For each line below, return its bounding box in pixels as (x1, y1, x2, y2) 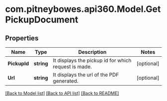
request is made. (53, 63, 92, 70)
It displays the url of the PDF (53, 71, 119, 78)
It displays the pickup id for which (53, 57, 132, 64)
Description (78, 49, 107, 55)
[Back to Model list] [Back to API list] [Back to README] (5, 91, 119, 96)
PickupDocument (5, 14, 79, 25)
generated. (53, 78, 79, 84)
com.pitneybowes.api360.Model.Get (5, 3, 161, 15)
